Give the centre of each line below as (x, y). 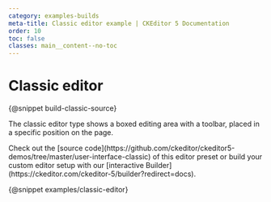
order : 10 (25, 31)
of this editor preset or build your (207, 157)
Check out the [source (46, 148)
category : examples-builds (54, 16)
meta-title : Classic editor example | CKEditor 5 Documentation (119, 23)
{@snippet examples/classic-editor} (68, 190)
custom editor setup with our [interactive (76, 166)
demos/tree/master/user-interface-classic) (80, 157)
